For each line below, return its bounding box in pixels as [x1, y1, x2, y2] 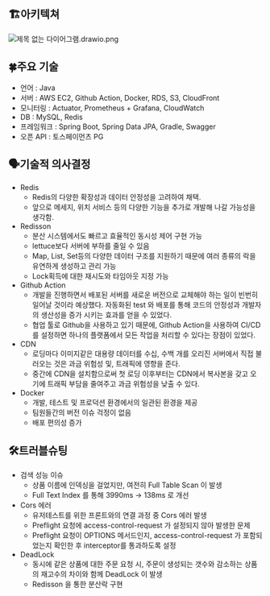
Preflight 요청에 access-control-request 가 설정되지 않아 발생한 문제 [31, 520, 251, 530]
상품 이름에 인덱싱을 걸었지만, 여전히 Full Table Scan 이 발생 [31, 480, 222, 490]
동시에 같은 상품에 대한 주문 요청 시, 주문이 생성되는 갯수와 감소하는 [31, 559, 243, 569]
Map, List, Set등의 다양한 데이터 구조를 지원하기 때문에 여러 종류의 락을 [31, 251, 256, 261]
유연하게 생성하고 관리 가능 [31, 261, 117, 271]
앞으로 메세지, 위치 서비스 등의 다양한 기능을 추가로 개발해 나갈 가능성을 [31, 202, 256, 212]
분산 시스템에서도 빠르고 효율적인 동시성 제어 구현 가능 [31, 231, 203, 241]
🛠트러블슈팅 [8, 444, 69, 457]
